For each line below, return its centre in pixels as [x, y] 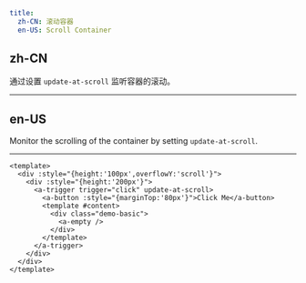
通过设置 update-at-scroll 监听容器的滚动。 [92, 81]
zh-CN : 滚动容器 [46, 21]
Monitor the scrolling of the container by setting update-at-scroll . [133, 141]
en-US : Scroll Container [65, 30]
